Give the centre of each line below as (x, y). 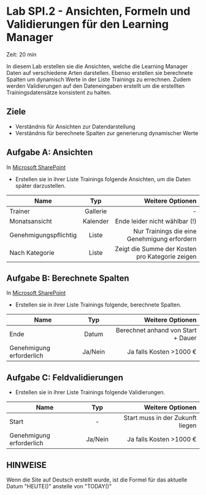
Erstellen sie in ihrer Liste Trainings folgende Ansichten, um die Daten (103, 179)
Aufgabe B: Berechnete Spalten (68, 278)
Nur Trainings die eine (165, 231)
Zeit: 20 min (21, 54)
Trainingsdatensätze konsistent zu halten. (59, 92)
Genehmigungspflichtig (43, 235)
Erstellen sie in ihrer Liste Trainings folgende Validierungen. (90, 392)
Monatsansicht (31, 221)
